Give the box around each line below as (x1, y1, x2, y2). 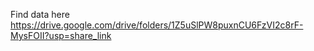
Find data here (10, 9, 70, 20)
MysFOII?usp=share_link (10, 30, 112, 41)
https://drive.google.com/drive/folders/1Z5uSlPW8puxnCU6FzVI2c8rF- (10, 19, 304, 31)
